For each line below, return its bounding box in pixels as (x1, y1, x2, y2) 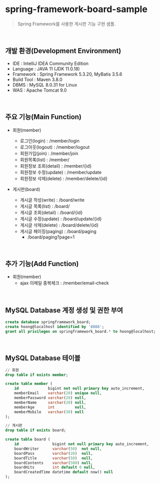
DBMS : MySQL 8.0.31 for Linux (12, 82, 78, 88)
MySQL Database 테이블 (5, 354, 81, 363)
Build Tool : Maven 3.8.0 (12, 76, 63, 83)
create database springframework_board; (5, 319, 91, 325)
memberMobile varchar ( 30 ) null (14, 409, 84, 415)
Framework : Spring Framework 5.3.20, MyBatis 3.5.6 (12, 71, 123, 77)
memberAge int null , (14, 405, 86, 410)
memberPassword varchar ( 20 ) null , (14, 395, 86, 400)
